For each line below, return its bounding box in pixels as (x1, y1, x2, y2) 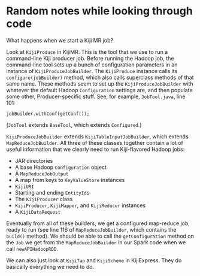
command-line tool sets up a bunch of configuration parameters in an (6, 61, 178, 68)
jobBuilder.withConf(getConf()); (6, 111, 90, 117)
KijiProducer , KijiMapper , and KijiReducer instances (14, 202, 146, 209)
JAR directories (14, 157, 53, 164)
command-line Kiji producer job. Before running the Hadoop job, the (6, 54, 174, 62)
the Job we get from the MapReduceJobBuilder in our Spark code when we (6, 238, 186, 246)
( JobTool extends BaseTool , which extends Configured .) (6, 121, 142, 128)
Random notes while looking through (6, 4, 193, 18)
